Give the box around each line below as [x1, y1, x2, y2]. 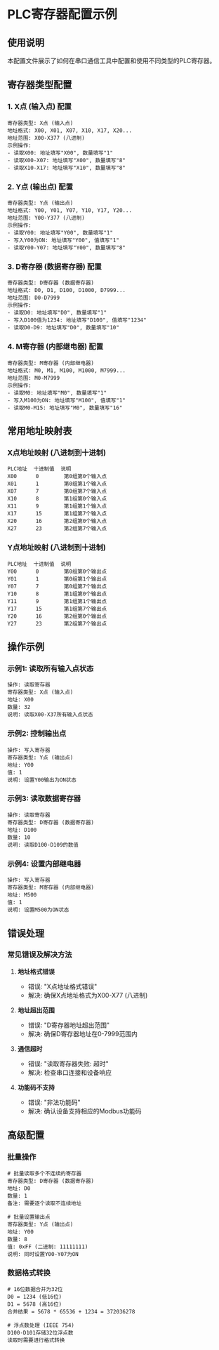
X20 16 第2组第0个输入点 [7, 517, 107, 525]
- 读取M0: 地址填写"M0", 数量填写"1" [7, 389, 107, 397]
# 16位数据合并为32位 [7, 1285, 63, 1292]
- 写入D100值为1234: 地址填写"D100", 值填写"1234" [7, 317, 147, 324]
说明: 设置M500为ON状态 [7, 906, 69, 913]
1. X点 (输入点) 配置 [7, 102, 72, 112]
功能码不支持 [17, 1083, 55, 1092]
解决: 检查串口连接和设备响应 [27, 1068, 112, 1076]
